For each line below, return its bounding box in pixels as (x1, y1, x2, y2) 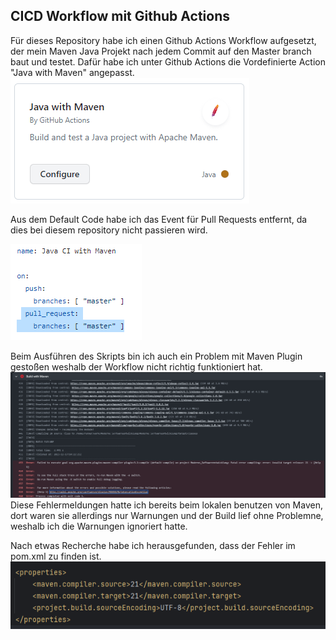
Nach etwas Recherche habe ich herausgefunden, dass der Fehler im (10, 540, 296, 552)
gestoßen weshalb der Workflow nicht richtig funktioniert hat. (10, 360, 263, 373)
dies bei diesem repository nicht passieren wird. (10, 224, 208, 236)
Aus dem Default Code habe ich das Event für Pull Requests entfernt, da (10, 213, 308, 225)
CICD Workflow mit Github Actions (10, 8, 230, 25)
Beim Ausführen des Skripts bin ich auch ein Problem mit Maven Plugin (10, 350, 303, 362)
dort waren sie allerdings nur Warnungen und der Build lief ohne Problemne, (10, 510, 324, 522)
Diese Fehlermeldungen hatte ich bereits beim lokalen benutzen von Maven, (10, 499, 323, 511)
